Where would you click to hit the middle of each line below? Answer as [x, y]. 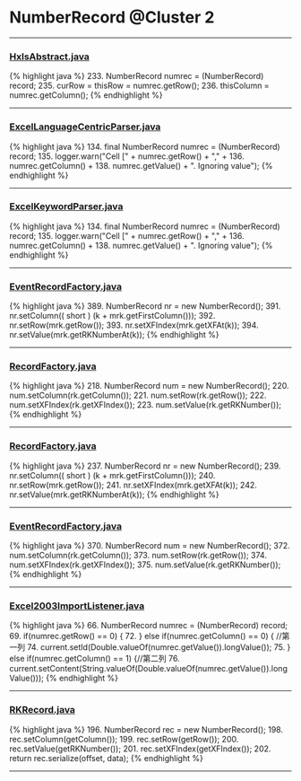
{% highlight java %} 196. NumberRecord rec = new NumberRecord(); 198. [146, 729]
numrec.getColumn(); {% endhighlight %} [86, 95]
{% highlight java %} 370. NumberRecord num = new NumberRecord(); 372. [150, 546]
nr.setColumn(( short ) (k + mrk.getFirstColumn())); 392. [112, 316]
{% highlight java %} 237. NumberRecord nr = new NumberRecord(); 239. [145, 466]
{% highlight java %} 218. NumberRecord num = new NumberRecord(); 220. [149, 386]
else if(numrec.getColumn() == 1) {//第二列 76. [95, 659]
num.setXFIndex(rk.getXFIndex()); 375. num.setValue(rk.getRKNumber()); [145, 565]
